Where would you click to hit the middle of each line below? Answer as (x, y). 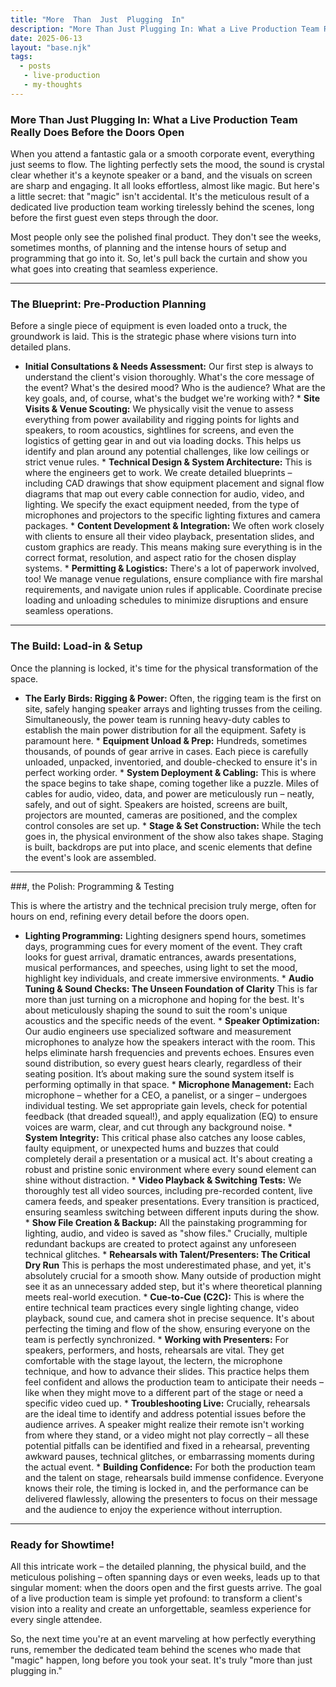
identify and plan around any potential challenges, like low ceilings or (167, 452)
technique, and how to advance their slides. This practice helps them (167, 1371)
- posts (35, 66)
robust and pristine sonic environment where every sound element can (170, 1169)
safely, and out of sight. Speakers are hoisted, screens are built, (156, 804)
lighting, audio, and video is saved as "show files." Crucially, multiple (166, 1233)
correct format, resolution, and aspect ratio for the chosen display (160, 558)
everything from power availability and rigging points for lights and (162, 420)
